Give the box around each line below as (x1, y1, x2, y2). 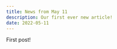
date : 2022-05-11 (6, 20, 49, 26)
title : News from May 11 (6, 8, 68, 15)
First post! (6, 36, 31, 44)
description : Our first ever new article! (6, 14, 113, 20)
